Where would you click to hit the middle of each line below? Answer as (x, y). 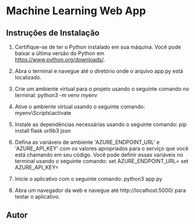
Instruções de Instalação (53, 33)
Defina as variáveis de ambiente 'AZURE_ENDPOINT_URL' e (87, 142)
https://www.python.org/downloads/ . (60, 60)
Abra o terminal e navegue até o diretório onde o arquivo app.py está (99, 71)
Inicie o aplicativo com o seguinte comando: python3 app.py (89, 179)
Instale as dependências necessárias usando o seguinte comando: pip (100, 124)
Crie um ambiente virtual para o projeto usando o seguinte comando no (102, 89)
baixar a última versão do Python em (60, 53)
